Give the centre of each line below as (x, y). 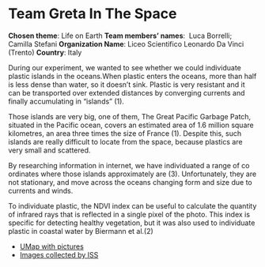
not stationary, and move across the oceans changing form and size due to (131, 182)
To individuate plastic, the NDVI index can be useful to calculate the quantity (132, 205)
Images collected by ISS (59, 254)
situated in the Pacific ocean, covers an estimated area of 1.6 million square (131, 125)
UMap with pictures (52, 246)
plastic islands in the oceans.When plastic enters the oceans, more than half (132, 76)
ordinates (24, 174)
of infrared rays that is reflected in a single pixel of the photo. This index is (129, 214)
